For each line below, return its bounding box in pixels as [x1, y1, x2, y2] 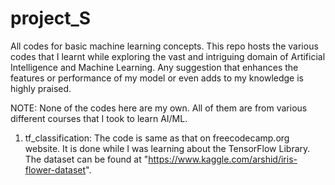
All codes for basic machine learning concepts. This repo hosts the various [10, 40, 319, 52]
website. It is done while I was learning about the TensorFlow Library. [24, 142, 311, 154]
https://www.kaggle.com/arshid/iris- [148, 153, 298, 165]
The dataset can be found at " [24, 153, 149, 165]
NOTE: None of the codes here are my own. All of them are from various [10, 102, 308, 114]
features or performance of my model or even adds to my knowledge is [10, 72, 304, 84]
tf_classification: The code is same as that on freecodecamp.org [24, 132, 290, 144]
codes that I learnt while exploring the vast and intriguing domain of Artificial [10, 50, 326, 62]
